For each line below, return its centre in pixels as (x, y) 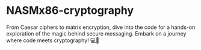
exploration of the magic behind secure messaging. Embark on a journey (96, 33)
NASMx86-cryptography (70, 11)
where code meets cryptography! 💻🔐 (53, 40)
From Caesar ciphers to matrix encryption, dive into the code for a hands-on (101, 27)
